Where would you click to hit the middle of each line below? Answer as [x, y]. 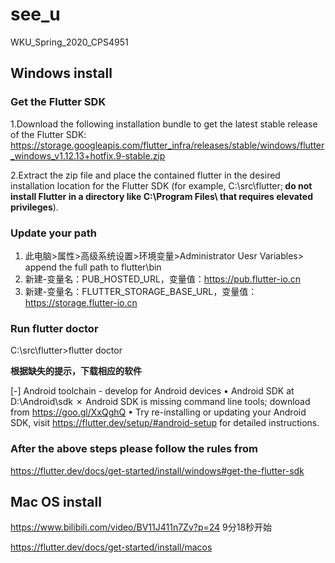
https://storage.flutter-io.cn [81, 302]
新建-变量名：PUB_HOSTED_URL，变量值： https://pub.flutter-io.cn [163, 279]
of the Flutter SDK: [48, 134]
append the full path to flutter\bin [93, 267]
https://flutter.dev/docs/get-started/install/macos [111, 547]
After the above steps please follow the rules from [134, 449]
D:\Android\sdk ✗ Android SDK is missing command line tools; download [160, 402]
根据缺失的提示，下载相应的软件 [76, 371]
